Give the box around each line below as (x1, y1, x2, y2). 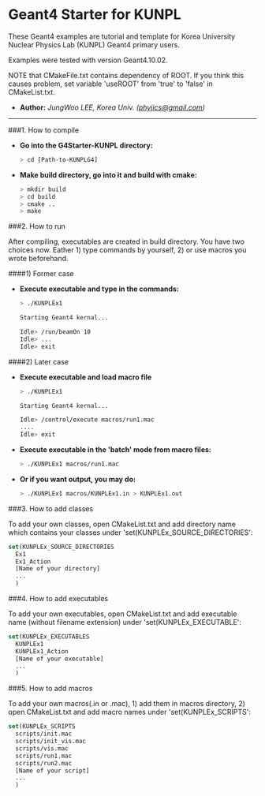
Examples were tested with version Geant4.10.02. (8, 55, 168, 65)
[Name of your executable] (15, 655, 104, 663)
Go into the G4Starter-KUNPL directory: (19, 140, 154, 150)
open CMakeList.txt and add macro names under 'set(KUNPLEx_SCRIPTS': (8, 708, 251, 717)
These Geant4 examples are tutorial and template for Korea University (8, 32, 236, 41)
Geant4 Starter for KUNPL (8, 6, 181, 24)
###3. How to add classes (8, 503, 94, 514)
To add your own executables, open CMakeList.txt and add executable (8, 609, 237, 618)
